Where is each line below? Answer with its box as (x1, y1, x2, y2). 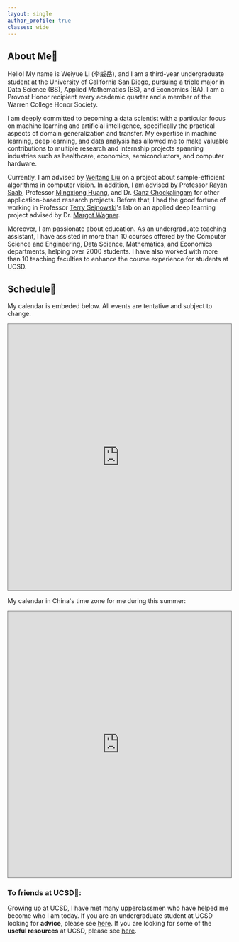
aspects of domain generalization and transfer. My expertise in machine (7, 129, 218, 138)
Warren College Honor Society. (7, 100, 98, 109)
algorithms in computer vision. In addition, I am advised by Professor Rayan (7, 180, 228, 189)
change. (7, 310, 32, 318)
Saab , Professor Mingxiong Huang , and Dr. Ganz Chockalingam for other (7, 188, 220, 197)
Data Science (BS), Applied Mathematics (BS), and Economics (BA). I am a (7, 85, 225, 94)
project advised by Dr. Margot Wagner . (7, 211, 121, 220)
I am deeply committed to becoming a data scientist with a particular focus (7, 114, 226, 123)
